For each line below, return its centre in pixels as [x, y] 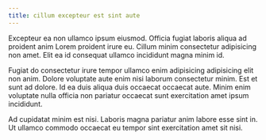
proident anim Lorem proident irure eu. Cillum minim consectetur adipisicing [132, 46]
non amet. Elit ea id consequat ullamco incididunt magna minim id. [116, 55]
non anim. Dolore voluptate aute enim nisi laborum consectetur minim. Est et [133, 78]
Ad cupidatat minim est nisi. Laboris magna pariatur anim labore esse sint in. [133, 119]
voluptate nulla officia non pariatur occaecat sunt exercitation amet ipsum [129, 95]
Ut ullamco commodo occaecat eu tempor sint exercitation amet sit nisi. [126, 127]
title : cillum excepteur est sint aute [74, 15]
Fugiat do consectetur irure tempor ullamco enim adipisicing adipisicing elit [131, 70]
